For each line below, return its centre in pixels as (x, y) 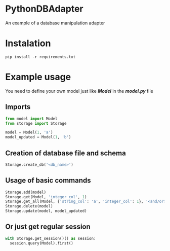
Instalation (28, 43)
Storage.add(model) (26, 192)
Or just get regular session (48, 227)
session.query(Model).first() (41, 243)
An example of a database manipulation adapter (55, 23)
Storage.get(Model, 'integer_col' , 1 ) (46, 197)
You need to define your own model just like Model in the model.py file (79, 91)
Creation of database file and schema (66, 153)
